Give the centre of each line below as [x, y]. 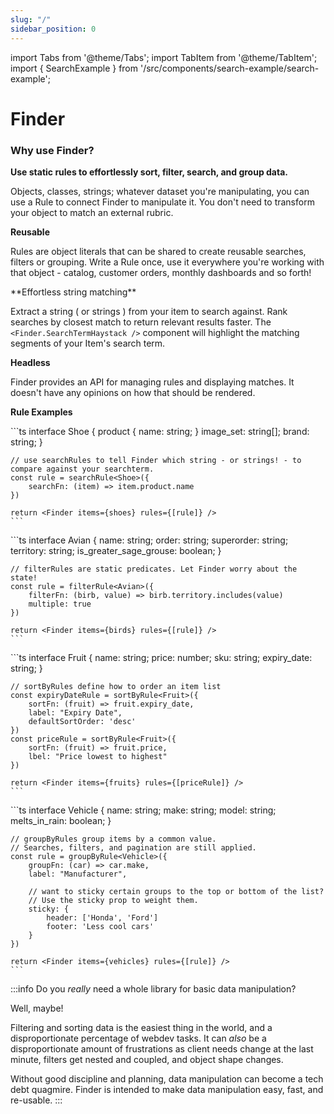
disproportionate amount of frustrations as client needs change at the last [162, 1048]
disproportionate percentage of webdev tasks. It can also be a [138, 1038]
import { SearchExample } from [74, 68]
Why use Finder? [52, 150]
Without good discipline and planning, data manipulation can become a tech [167, 1078]
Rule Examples [41, 412]
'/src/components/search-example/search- [229, 68]
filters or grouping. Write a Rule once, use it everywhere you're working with [167, 262]
